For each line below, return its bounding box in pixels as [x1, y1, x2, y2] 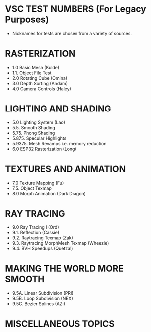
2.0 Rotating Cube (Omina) [12, 75, 68, 81]
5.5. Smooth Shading [12, 124, 56, 130]
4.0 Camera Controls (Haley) [12, 86, 71, 92]
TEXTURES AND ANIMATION [5, 163, 126, 175]
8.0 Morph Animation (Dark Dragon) [12, 190, 86, 196]
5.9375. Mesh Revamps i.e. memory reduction [12, 140, 107, 146]
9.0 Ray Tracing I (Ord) [12, 224, 59, 230]
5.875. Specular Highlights [12, 135, 67, 141]
